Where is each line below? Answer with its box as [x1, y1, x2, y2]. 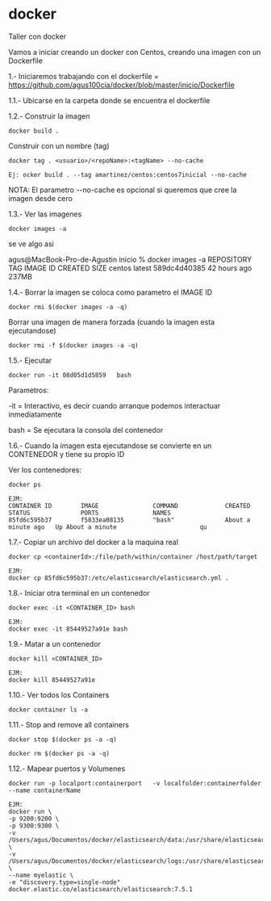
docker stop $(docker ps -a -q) [8, 735, 117, 744]
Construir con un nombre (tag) [8, 140, 110, 150]
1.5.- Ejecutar [8, 355, 52, 365]
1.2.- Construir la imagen [8, 111, 90, 121]
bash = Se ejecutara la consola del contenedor [8, 425, 164, 434]
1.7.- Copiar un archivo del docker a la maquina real [8, 537, 179, 547]
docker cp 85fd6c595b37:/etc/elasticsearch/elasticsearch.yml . [8, 574, 229, 582]
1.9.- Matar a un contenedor [8, 639, 101, 648]
